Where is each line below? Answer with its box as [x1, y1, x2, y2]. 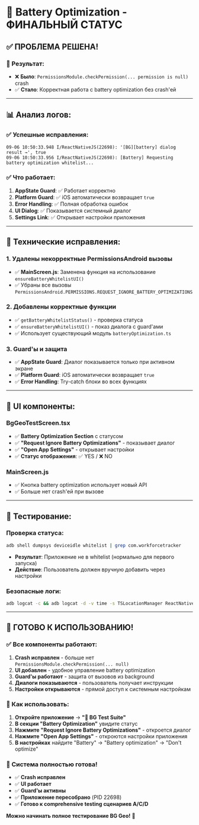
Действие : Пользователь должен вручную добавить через [14, 566, 166, 573]
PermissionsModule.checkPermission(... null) [14, 661, 129, 667]
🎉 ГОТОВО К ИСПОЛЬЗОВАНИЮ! [6, 622, 134, 632]
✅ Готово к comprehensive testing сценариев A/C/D [14, 801, 149, 808]
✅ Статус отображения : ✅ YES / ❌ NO [14, 452, 113, 459]
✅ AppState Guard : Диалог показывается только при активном [14, 358, 175, 366]
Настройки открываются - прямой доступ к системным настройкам [14, 685, 191, 692]
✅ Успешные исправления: [6, 131, 89, 139]
